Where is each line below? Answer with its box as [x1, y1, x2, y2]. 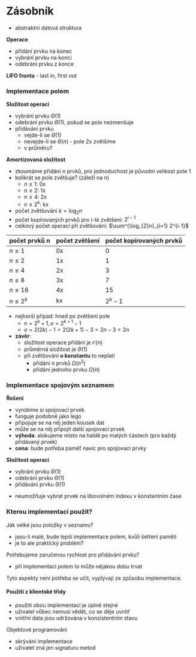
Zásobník [6, 4, 54, 18]
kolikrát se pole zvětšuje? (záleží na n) [14, 174, 110, 181]
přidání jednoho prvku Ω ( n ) [32, 366, 100, 373]
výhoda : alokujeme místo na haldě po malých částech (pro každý [14, 432, 177, 439]
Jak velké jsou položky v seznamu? [6, 521, 94, 528]
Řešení [6, 394, 24, 402]
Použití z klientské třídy [6, 588, 66, 596]
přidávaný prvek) [14, 438, 58, 446]
